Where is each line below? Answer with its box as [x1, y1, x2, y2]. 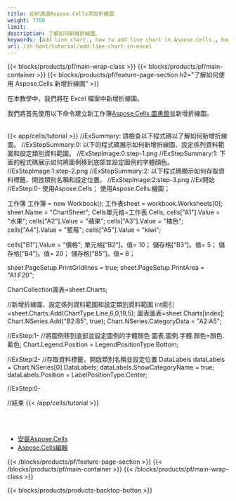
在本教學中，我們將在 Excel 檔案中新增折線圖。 [7, 94, 144, 103]
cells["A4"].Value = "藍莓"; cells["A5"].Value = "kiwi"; [7, 226, 162, 234]
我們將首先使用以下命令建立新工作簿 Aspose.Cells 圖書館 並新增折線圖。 [7, 110, 213, 117]
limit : [7, 23, 27, 30]
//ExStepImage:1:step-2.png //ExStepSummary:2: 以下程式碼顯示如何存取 [7, 167, 219, 175]
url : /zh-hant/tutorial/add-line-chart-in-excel [7, 43, 152, 50]
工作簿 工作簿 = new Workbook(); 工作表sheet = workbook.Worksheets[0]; [7, 200, 223, 207]
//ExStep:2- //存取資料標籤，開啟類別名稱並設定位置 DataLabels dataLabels [7, 356, 225, 363]
